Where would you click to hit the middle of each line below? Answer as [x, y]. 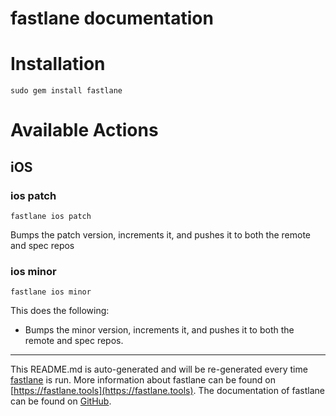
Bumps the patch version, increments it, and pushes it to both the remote [161, 235]
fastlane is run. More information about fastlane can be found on [143, 380]
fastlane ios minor [51, 292]
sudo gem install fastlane [66, 91]
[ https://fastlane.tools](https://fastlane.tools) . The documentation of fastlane [167, 391]
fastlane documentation [112, 18]
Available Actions [84, 130]
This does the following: [60, 311]
